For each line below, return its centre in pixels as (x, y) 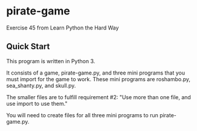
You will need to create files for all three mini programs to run (82, 115)
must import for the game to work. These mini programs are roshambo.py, (98, 79)
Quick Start (28, 47)
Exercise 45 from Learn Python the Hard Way (63, 28)
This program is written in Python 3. (51, 61)
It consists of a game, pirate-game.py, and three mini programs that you (96, 73)
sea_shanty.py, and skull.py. (41, 85)
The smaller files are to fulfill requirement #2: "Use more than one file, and (99, 97)
